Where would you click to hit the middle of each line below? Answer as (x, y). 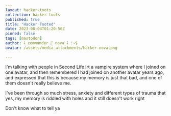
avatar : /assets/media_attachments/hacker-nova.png (61, 48)
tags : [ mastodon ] (24, 39)
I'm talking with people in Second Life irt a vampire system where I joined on (86, 67)
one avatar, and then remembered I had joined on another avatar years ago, (85, 72)
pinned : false (20, 34)
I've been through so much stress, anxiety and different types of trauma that (86, 93)
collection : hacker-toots (33, 15)
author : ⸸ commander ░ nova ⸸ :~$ (41, 43)
